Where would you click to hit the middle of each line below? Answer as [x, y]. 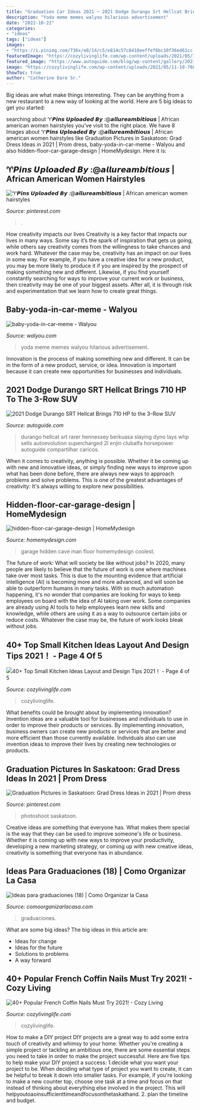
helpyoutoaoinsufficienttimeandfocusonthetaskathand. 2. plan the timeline [97, 1094]
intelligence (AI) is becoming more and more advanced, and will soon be [95, 582]
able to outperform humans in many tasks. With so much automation [90, 588]
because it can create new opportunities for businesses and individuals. [94, 371]
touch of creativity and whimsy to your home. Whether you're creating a [95, 1043]
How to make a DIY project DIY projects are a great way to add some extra [97, 1037]
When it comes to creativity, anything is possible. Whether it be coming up [97, 461]
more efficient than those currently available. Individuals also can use [91, 738]
